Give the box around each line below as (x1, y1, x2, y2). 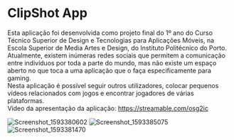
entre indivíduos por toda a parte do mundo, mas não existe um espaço (7, 58, 217, 67)
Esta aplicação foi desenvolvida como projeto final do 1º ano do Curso (7, 28, 213, 37)
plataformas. (7, 96, 45, 104)
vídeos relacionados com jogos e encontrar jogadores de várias (7, 89, 194, 97)
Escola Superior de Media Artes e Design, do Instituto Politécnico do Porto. (7, 43, 228, 52)
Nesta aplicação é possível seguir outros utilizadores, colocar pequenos (7, 81, 219, 90)
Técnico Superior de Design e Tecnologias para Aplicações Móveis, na (7, 36, 215, 44)
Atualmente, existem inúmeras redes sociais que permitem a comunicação (7, 51, 226, 60)
